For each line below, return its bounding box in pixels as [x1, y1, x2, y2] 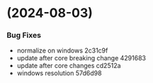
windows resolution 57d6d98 [16, 69, 102, 77]
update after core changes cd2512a [16, 62, 121, 70]
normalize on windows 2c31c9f [16, 46, 108, 55]
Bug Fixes [6, 31, 42, 40]
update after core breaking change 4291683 [16, 54, 147, 62]
